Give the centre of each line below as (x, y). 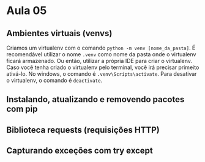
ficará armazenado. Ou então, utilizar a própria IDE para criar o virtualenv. (99, 61)
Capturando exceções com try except (80, 151)
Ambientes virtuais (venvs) (59, 33)
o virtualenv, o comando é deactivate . (54, 80)
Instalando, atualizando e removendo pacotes (95, 99)
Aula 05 (27, 11)
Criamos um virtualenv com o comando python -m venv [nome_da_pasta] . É (101, 48)
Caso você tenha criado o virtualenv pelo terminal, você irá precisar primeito (103, 67)
